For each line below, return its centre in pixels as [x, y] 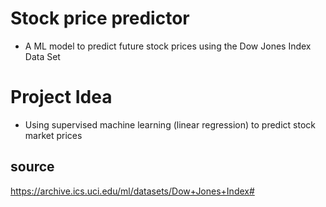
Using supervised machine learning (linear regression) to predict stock [170, 124]
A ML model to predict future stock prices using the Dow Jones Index [168, 46]
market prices [53, 135]
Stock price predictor [100, 18]
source [32, 167]
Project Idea [61, 97]
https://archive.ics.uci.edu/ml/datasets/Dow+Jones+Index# [132, 191]
